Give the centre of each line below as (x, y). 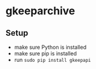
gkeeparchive (41, 11)
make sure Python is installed (50, 47)
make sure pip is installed (45, 54)
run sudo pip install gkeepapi (52, 60)
